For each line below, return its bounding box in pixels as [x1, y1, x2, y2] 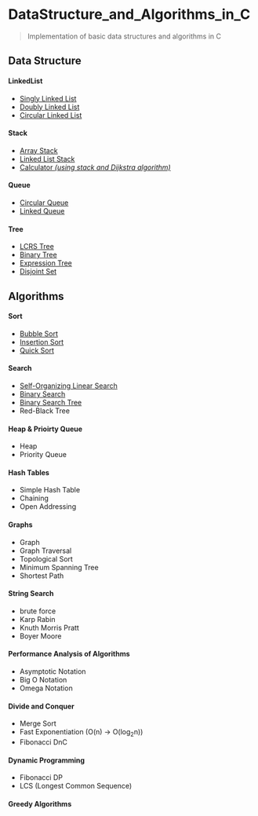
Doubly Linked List [19, 102, 80, 112]
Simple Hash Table [19, 485, 81, 495]
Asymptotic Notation [19, 666, 86, 676]
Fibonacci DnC [19, 737, 68, 747]
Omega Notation [19, 683, 73, 693]
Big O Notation [19, 675, 67, 684]
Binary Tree [19, 250, 57, 260]
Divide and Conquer [8, 701, 74, 711]
